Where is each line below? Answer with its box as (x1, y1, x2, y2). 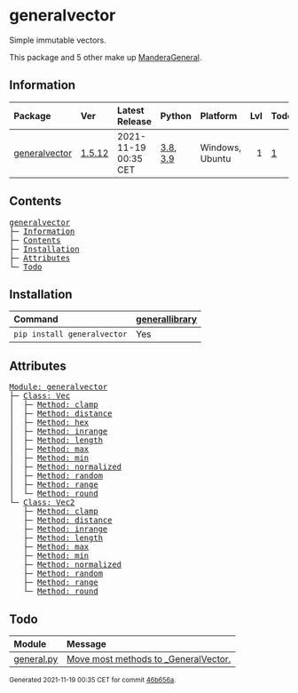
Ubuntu (200, 152, 231, 164)
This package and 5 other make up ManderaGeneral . (9, 52, 202, 62)
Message (66, 638, 106, 649)
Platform (200, 109, 238, 122)
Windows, (200, 141, 242, 154)
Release (116, 115, 153, 127)
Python (160, 109, 192, 122)
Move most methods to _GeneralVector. (66, 653, 231, 665)
